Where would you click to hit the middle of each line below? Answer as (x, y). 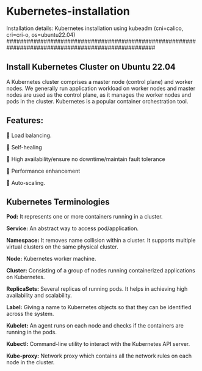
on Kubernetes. (26, 277)
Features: (25, 121)
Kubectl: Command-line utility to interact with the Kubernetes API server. (98, 344)
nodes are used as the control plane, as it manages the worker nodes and (99, 95)
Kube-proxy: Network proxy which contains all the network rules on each (99, 356)
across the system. (30, 314)
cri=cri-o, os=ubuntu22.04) (41, 34)
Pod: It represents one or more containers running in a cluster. (85, 217)
